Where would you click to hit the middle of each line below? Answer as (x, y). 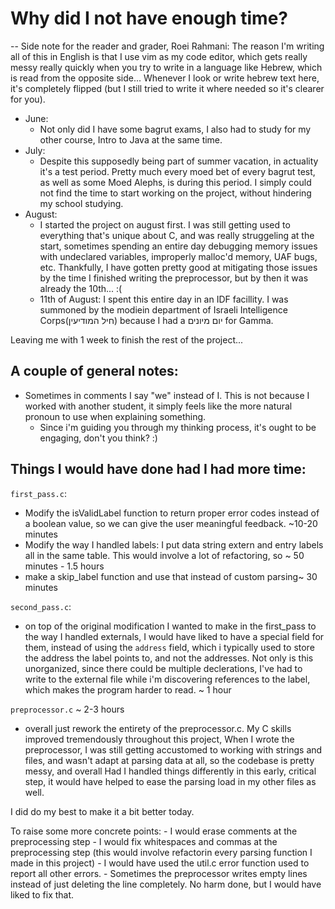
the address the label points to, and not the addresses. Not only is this (169, 658)
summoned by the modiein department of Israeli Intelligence (163, 309)
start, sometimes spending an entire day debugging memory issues (178, 246)
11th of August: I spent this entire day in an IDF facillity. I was (164, 299)
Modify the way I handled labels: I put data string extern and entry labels (174, 544)
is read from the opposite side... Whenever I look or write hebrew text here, (165, 78)
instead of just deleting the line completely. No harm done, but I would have (166, 884)
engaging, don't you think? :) (98, 438)
